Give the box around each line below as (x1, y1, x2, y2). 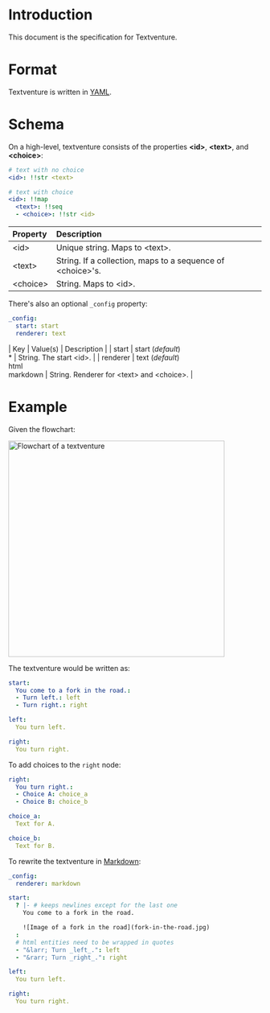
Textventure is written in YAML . (8, 87, 112, 97)
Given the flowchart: (8, 424, 76, 434)
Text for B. (15, 842, 56, 850)
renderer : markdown (15, 879, 81, 887)
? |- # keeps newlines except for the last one (15, 901, 178, 910)
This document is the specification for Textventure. (8, 32, 178, 42)
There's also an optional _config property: (8, 299, 148, 309)
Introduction (8, 6, 93, 24)
